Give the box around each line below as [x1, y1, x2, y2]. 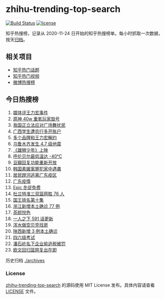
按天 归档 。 [5, 36, 28, 42]
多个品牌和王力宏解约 [12, 134, 57, 140]
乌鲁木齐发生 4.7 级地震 [12, 141, 62, 147]
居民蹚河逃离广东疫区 [12, 172, 57, 178]
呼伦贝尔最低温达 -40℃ [12, 153, 62, 159]
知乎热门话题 [12, 66, 39, 73]
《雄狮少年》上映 [12, 147, 48, 153]
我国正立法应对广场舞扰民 [12, 122, 66, 128]
